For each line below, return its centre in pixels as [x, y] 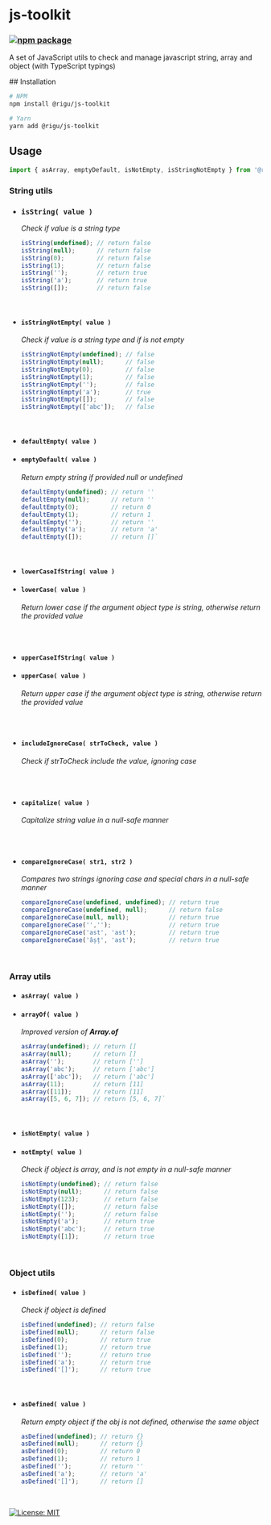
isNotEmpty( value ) [55, 1133]
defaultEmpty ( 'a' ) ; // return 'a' [89, 530]
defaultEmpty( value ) [59, 441]
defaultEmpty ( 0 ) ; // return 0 [86, 507]
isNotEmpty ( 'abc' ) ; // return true [88, 1229]
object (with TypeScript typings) [62, 66]
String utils [31, 190]
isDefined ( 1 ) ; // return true [86, 1347]
